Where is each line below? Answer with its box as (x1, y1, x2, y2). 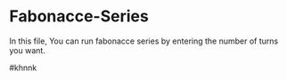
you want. (9, 44, 46, 55)
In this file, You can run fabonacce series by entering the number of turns (9, 36, 279, 46)
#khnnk (9, 62, 37, 73)
